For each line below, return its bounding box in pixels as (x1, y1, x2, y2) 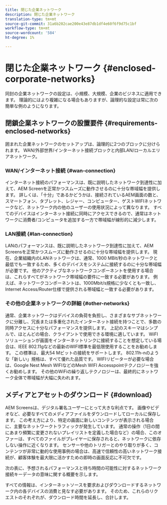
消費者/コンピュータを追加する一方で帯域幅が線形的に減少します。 (22, 216, 159, 222)
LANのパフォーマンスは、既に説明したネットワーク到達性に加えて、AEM (5, 243, 154, 249)
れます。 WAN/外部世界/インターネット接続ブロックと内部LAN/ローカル (5, 147, 152, 153)
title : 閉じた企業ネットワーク (5, 7, 62, 12)
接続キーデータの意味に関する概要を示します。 (5, 472, 101, 478)
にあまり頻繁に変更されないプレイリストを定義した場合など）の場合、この (5, 430, 158, 436)
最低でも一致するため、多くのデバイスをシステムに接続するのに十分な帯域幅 (5, 261, 162, 267)
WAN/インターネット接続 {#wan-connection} (5, 167, 116, 174)
